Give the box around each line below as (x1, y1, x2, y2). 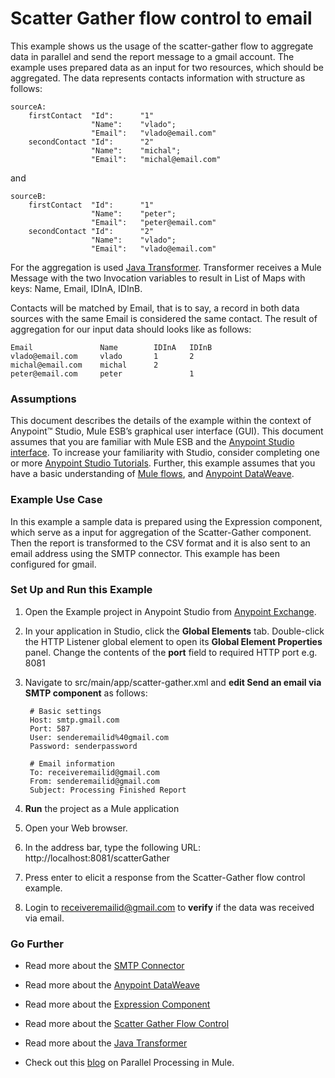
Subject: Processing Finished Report (29, 785, 187, 795)
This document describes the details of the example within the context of (10, 415, 312, 427)
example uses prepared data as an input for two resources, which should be (10, 61, 324, 73)
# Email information (29, 758, 115, 769)
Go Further (10, 937, 65, 951)
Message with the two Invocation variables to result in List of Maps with (10, 272, 306, 284)
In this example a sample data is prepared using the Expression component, (10, 515, 323, 527)
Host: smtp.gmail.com (29, 715, 120, 725)
